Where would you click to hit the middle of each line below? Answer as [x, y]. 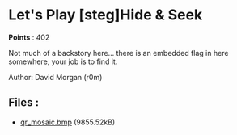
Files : [23, 103]
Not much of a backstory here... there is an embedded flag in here [118, 53]
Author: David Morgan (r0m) [55, 77]
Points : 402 [29, 37]
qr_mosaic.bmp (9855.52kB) [68, 122]
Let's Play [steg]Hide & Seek [106, 15]
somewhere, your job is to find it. [63, 61]
